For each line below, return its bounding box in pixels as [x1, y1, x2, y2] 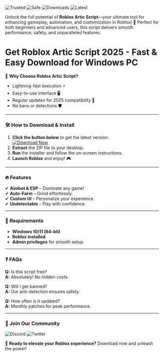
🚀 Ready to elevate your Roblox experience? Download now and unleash [5, 340, 153, 346]
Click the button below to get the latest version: [12, 135, 109, 140]
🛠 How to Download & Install [5, 121, 75, 128]
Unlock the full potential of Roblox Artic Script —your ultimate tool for [5, 14, 145, 20]
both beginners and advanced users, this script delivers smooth [5, 24, 134, 30]
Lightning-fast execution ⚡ [12, 83, 66, 89]
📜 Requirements [5, 218, 44, 224]
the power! [5, 346, 27, 352]
